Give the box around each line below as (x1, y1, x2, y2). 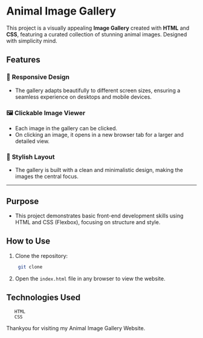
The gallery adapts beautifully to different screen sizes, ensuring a (14, 87, 181, 94)
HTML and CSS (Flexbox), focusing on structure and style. (14, 219, 161, 226)
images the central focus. (14, 173, 79, 180)
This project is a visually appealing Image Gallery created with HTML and (6, 24, 190, 31)
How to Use (6, 236, 51, 247)
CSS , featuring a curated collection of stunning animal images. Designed (6, 30, 187, 38)
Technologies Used (6, 293, 80, 303)
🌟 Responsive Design (6, 73, 70, 81)
